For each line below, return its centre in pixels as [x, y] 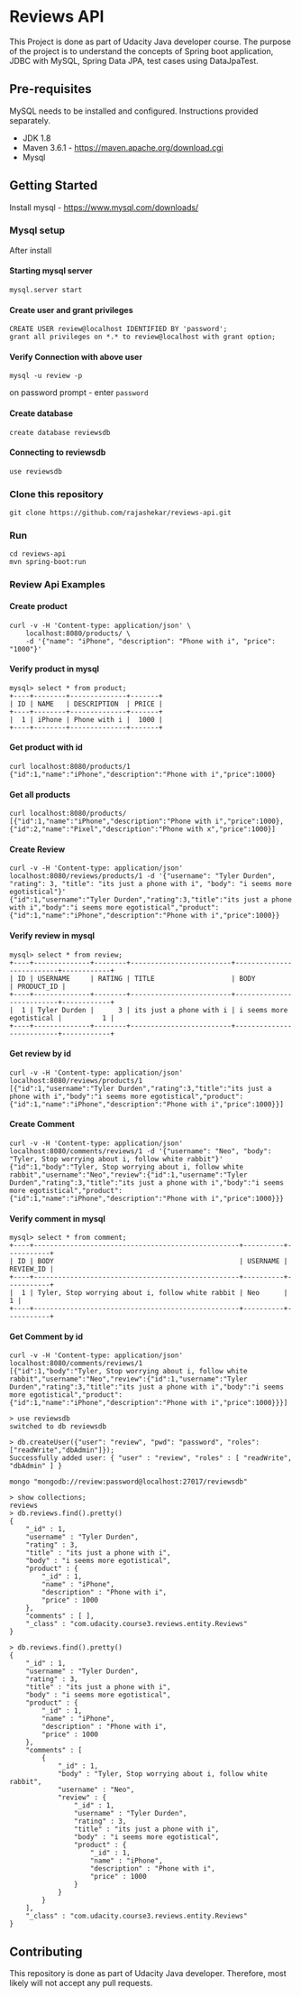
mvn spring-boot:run [48, 562]
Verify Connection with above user [76, 356]
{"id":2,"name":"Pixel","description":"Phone [96, 829]
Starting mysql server [51, 271]
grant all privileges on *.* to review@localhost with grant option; [143, 337]
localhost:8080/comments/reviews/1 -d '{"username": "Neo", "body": [141, 1151]
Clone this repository [56, 494]
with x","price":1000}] [231, 829]
